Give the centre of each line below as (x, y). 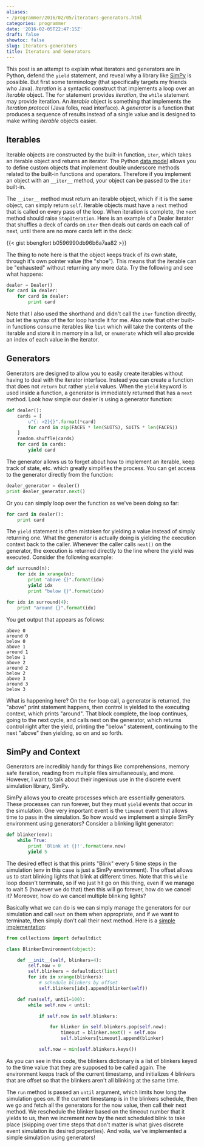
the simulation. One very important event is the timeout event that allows (97, 811)
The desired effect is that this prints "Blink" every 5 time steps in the (92, 863)
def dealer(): (24, 410)
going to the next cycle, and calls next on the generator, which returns (94, 720)
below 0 (16, 641)
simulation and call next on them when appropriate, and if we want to (93, 914)
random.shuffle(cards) (46, 439)
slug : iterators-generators (42, 46)
